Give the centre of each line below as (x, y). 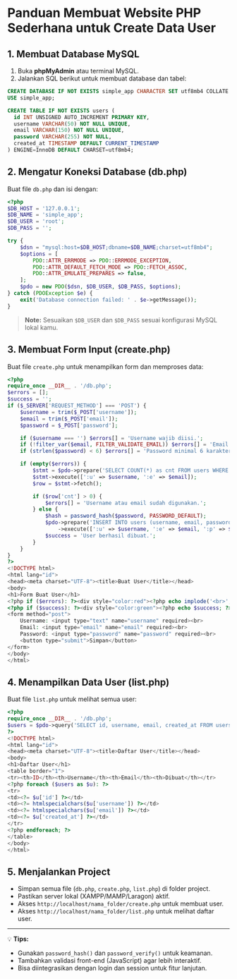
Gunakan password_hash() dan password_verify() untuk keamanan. (115, 953)
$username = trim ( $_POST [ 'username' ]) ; (79, 412)
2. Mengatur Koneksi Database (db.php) (97, 172)
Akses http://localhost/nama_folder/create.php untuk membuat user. (121, 904)
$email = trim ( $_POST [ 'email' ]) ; (69, 419)
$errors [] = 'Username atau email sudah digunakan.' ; (126, 503)
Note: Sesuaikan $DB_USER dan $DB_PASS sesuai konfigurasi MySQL (121, 320)
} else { (45, 509)
